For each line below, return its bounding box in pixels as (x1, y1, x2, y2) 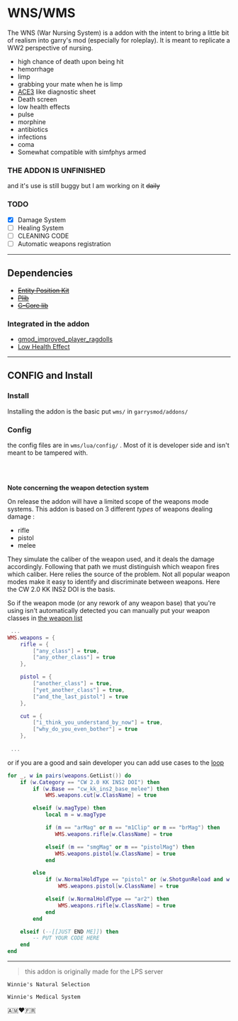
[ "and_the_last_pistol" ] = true (33, 693, 129, 700)
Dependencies (7, 267, 73, 280)
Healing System (17, 223, 64, 232)
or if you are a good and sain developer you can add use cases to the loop (7, 758, 225, 767)
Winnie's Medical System (7, 993, 81, 1000)
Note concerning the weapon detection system (7, 483, 149, 492)
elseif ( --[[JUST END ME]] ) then (20, 928, 119, 935)
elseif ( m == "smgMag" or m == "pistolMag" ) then (45, 843, 195, 851)
